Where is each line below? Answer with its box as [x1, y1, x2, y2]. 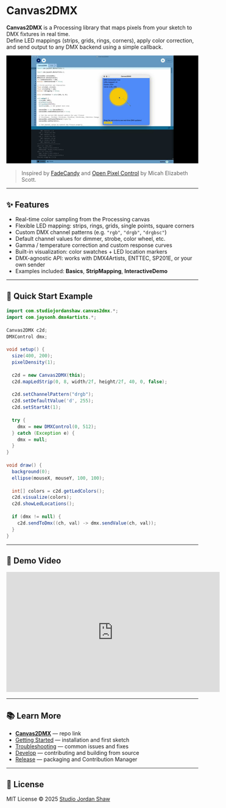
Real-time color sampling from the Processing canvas [15, 216, 150, 223]
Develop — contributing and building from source [15, 749, 139, 757]
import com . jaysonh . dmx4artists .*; [6, 314, 97, 320]
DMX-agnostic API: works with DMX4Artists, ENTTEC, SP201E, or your [15, 254, 192, 262]
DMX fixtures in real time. [6, 30, 70, 37]
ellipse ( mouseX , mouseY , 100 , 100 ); [12, 475, 105, 481]
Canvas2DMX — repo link [15, 730, 82, 737]
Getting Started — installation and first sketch [15, 736, 130, 744]
